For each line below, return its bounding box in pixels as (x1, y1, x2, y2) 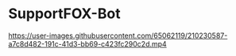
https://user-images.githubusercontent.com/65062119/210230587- (8, 31, 228, 40)
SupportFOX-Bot (8, 5, 121, 23)
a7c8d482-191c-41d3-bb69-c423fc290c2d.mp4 (8, 39, 167, 48)
